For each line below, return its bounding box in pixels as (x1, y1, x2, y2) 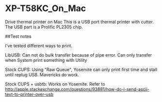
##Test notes (5, 33, 32, 39)
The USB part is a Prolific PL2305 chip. (5, 24, 83, 29)
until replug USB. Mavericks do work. (5, 72, 79, 77)
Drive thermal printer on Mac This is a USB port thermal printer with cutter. (5, 19, 154, 25)
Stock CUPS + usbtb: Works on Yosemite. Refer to (5, 81, 105, 87)
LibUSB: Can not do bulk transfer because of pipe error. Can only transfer (5, 52, 152, 58)
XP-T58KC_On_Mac (5, 3, 86, 14)
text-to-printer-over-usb (5, 91, 53, 97)
